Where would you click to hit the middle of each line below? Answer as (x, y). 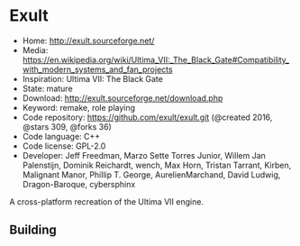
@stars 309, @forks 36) (67, 126)
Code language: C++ (61, 136)
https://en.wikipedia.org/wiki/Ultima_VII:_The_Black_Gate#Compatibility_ (156, 59)
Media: (35, 50)
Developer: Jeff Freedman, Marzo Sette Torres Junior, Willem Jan (144, 155)
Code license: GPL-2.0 (64, 146)
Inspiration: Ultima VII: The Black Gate (93, 78)
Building (33, 230)
